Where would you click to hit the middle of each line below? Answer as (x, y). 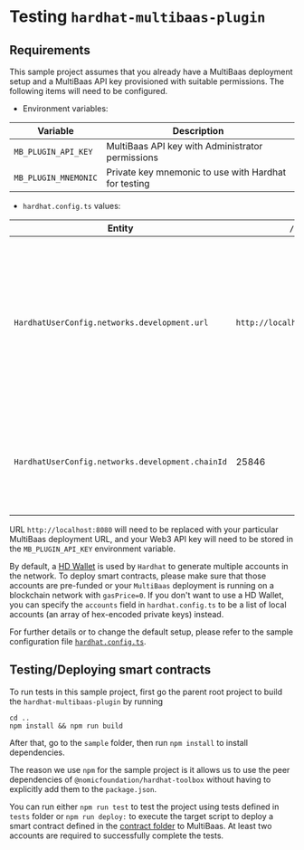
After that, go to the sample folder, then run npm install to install (129, 742)
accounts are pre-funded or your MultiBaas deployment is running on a (142, 585)
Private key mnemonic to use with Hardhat (196, 172)
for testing (128, 183)
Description (198, 131)
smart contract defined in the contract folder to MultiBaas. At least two (141, 826)
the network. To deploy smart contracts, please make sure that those (138, 576)
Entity (120, 228)
